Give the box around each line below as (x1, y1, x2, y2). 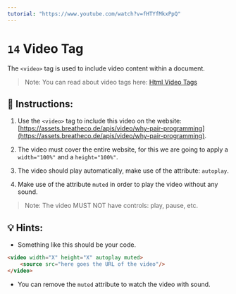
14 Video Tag (7, 40, 84, 56)
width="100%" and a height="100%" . (17, 153, 118, 161)
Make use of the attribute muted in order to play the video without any (17, 180, 218, 189)
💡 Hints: (7, 221, 44, 233)
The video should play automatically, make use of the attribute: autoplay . (17, 166, 229, 175)
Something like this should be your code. (17, 240, 137, 249)
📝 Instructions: (7, 98, 74, 110)
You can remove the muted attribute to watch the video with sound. (17, 280, 211, 288)
